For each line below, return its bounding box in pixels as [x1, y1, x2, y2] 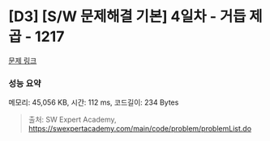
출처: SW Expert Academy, [28, 114, 117, 125]
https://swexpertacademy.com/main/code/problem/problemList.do [28, 124, 252, 134]
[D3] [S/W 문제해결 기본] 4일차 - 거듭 [8, 7, 246, 26]
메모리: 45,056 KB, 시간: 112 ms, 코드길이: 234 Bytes [8, 97, 179, 107]
